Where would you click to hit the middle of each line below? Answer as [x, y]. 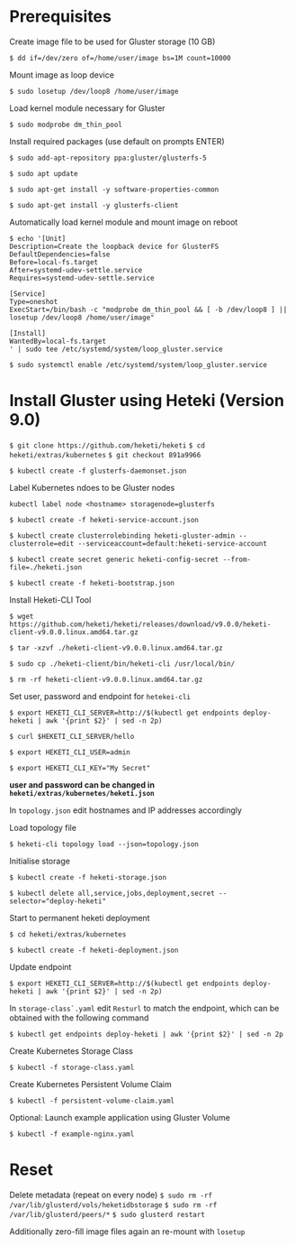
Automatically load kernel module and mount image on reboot [124, 222]
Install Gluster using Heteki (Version [147, 401]
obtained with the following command [79, 1018]
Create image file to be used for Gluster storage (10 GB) [112, 42]
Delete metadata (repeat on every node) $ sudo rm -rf [111, 1195]
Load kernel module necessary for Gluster [87, 108]
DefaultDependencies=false [60, 254]
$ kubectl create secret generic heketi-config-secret [114, 559]
